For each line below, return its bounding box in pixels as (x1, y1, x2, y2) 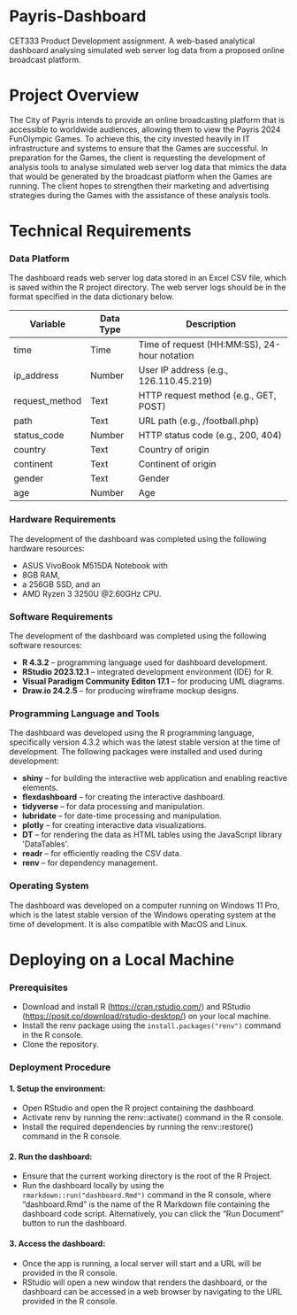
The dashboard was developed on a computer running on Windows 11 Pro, (9, 900, 280, 910)
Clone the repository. (21, 1039, 99, 1050)
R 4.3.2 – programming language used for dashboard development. (21, 657, 268, 668)
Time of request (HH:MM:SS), (138, 338, 262, 351)
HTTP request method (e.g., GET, (138, 390, 277, 402)
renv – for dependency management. (21, 857, 158, 869)
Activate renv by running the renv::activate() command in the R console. (21, 1112, 285, 1123)
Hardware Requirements (9, 514, 117, 526)
